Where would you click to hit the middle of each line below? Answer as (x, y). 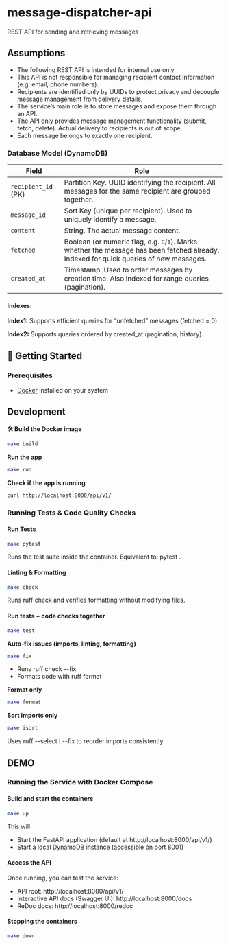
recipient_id (32, 187)
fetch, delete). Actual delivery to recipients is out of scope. (100, 128)
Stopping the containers (42, 922)
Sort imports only (33, 716)
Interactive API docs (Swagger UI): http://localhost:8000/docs (104, 898)
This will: (20, 826)
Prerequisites (30, 375)
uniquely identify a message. (110, 220)
